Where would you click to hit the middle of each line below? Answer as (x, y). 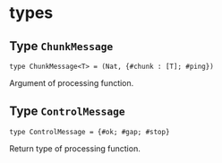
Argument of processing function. (72, 83)
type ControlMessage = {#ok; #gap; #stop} (90, 132)
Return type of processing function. (75, 148)
